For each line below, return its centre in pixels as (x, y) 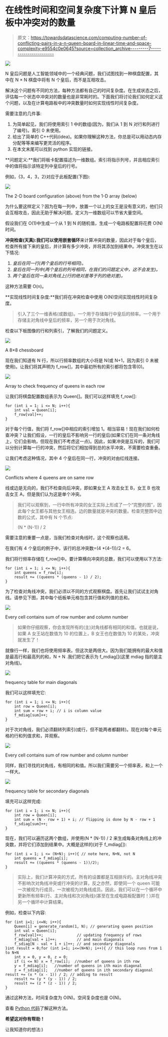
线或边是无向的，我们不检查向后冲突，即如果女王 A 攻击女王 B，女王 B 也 (80, 487)
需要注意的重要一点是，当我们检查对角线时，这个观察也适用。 (69, 537)
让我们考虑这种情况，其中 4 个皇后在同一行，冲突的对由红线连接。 (73, 458)
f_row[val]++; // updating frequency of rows (78, 935)
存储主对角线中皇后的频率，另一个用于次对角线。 (68, 320)
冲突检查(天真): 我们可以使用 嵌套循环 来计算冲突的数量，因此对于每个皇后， (82, 240)
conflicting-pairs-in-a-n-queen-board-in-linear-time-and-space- (84, 43)
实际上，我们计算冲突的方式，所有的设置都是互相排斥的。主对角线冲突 (90, 877)
